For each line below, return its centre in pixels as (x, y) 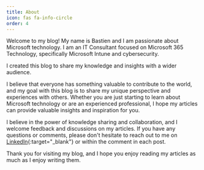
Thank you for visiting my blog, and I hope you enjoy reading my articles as (101, 153)
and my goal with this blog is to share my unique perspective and (89, 91)
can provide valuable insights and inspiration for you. (73, 110)
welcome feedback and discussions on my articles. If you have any (91, 129)
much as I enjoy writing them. (43, 160)
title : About (23, 12)
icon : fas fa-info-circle (39, 18)
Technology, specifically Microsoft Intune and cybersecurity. (83, 54)
